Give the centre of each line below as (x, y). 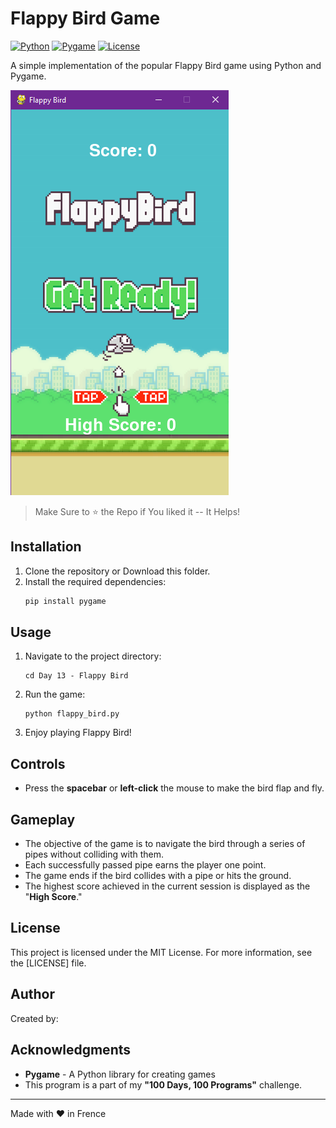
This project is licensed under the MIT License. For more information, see (161, 952)
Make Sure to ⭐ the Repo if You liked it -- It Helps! (137, 511)
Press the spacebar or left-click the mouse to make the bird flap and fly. (174, 788)
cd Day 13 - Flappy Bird (76, 676)
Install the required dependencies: (95, 581)
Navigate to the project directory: (93, 656)
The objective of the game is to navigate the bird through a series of (165, 844)
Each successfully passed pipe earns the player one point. (145, 865)
